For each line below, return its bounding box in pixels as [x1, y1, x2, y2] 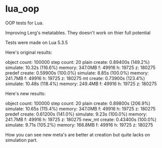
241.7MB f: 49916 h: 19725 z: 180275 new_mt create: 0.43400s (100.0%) [5, 116, 157, 122]
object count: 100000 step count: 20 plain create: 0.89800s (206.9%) [5, 100, 151, 106]
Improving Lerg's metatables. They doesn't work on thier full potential [5, 29, 151, 35]
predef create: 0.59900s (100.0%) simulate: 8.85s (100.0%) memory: [5, 69, 149, 76]
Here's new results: [5, 90, 46, 96]
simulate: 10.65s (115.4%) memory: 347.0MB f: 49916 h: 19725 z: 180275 [5, 105, 156, 112]
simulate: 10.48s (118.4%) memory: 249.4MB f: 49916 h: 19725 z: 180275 [5, 81, 157, 87]
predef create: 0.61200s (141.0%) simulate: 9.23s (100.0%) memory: [5, 111, 147, 117]
